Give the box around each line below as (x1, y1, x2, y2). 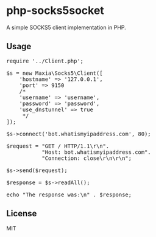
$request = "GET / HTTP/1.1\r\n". (6, 142, 110, 149)
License (6, 208, 37, 219)
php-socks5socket (6, 4, 105, 18)
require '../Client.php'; (6, 57, 84, 64)
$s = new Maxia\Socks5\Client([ (6, 69, 103, 77)
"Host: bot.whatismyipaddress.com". (41, 148, 151, 156)
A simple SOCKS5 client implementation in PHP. (6, 24, 126, 31)
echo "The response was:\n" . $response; (6, 191, 132, 198)
